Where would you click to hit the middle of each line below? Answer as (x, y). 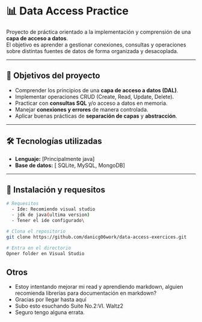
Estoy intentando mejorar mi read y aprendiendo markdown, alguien (99, 287)
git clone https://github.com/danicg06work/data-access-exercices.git (96, 237)
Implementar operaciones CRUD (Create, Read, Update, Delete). (94, 96)
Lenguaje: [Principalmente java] (55, 159)
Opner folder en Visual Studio (45, 253)
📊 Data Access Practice (68, 11)
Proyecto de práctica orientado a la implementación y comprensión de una (99, 32)
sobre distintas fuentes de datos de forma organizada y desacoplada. (92, 51)
